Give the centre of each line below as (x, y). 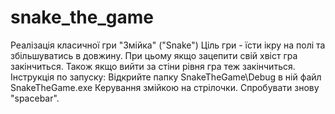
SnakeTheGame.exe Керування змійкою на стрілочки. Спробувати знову (165, 87)
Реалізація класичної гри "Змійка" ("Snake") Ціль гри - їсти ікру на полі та (168, 45)
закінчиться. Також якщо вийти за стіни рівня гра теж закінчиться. (153, 66)
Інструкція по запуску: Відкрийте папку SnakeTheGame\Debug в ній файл (166, 77)
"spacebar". (35, 98)
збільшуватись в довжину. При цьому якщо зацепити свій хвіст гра (154, 55)
